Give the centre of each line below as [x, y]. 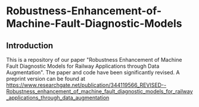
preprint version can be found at [46, 79]
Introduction [30, 45]
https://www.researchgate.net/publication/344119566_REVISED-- [86, 85]
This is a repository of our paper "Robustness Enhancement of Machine [94, 60]
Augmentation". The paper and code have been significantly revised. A [93, 72]
